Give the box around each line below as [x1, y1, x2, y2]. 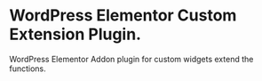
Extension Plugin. [9, 24, 142, 45]
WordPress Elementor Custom [9, 5, 237, 26]
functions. [9, 63, 46, 74]
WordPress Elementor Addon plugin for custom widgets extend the [9, 53, 254, 64]
